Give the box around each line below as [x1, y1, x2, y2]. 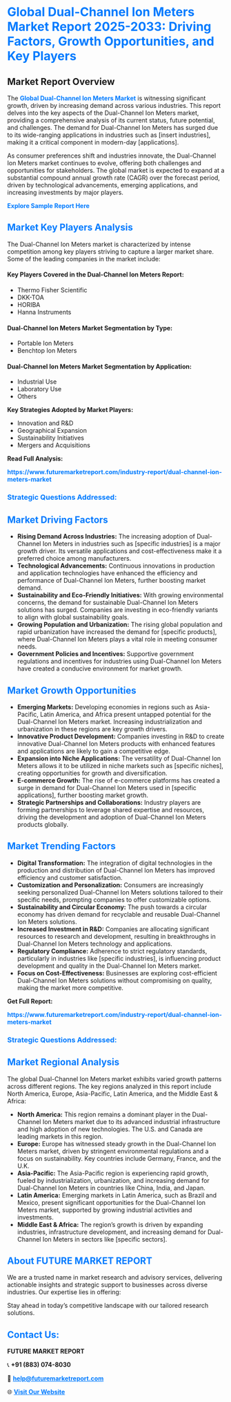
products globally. [17, 820, 69, 828]
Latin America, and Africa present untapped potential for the [40, 710, 212, 718]
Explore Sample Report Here [7, 202, 90, 209]
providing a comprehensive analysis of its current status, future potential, [7, 116, 215, 124]
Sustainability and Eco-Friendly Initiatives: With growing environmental [17, 591, 224, 599]
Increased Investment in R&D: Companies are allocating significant [17, 924, 210, 933]
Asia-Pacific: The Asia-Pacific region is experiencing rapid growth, [17, 1169, 209, 1177]
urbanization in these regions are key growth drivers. [17, 725, 168, 733]
